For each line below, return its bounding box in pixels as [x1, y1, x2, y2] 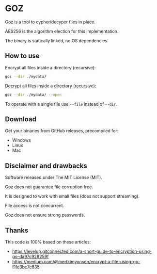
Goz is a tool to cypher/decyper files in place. [5, 19, 95, 25]
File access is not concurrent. [5, 203, 64, 209]
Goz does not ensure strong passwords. [5, 212, 85, 218]
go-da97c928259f [12, 253, 49, 259]
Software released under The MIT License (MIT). [5, 175, 103, 180]
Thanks [5, 226, 29, 234]
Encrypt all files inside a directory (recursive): [5, 64, 96, 70]
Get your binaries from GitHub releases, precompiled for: [5, 128, 119, 134]
